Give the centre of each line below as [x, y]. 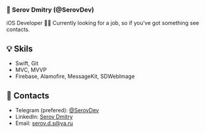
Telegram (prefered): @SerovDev [57, 110]
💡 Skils [20, 49]
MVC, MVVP [31, 70]
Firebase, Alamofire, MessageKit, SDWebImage [75, 76]
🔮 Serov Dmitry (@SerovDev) [50, 10]
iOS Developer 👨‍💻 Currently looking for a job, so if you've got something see [103, 23]
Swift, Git [27, 63]
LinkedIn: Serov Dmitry [44, 117]
